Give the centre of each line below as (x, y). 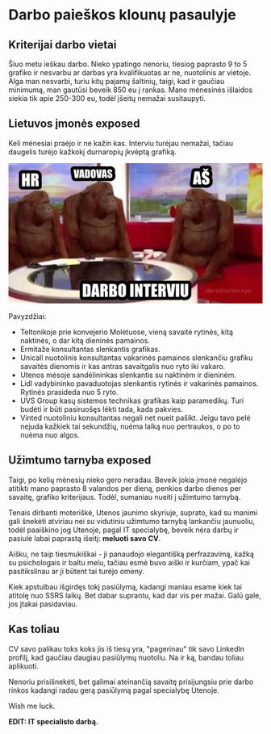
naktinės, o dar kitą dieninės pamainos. (85, 340)
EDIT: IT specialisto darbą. (54, 721)
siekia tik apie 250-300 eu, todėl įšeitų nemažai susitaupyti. (107, 98)
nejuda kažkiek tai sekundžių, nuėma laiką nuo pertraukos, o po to (130, 426)
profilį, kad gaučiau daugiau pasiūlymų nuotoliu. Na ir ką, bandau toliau (126, 657)
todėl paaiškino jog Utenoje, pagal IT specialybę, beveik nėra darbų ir (123, 530)
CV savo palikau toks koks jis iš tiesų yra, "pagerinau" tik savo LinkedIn (126, 648)
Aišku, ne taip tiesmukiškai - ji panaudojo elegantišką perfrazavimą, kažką (131, 554)
